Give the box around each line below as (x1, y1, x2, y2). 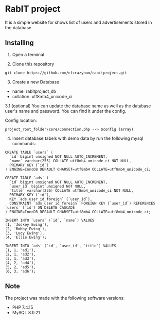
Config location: (5, 118, 37, 123)
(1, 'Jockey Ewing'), (5, 222, 49, 227)
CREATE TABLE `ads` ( (5, 175, 49, 180)
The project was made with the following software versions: (5, 295, 125, 301)
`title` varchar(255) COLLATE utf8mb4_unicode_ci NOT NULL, (9, 188, 134, 193)
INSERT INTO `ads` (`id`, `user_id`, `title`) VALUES (5, 243, 117, 248)
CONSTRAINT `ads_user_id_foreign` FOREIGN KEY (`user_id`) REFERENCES (9, 201, 156, 206)
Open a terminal (12, 51, 45, 57)
